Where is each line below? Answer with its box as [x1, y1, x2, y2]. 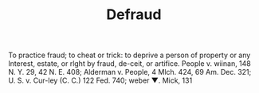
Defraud [106, 6, 162, 24]
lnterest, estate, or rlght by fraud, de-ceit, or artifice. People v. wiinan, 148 [8, 59, 251, 68]
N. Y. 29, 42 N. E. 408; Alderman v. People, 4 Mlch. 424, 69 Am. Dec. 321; [8, 68, 252, 77]
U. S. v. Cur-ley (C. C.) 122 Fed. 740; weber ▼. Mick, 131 [8, 76, 193, 85]
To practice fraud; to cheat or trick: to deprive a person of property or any [8, 50, 251, 60]
